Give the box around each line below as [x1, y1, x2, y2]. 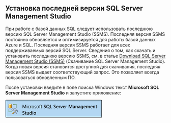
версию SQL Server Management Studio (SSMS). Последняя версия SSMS [5, 31, 165, 37]
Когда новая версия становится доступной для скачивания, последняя [5, 63, 161, 69]
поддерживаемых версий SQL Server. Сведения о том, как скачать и [5, 47, 156, 53]
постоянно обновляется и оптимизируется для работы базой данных [5, 36, 156, 42]
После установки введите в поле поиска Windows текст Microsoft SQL [5, 84, 159, 90]
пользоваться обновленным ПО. [5, 74, 76, 81]
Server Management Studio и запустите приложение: [5, 89, 121, 96]
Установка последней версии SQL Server [5, 4, 144, 13]
